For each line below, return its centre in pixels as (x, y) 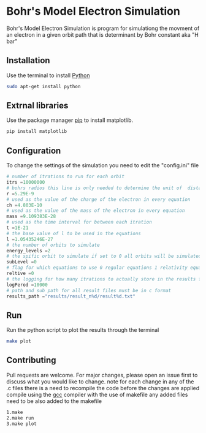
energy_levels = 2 (29, 250)
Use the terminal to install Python (48, 75)
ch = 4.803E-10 (25, 205)
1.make (15, 412)
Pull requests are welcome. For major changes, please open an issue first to (102, 375)
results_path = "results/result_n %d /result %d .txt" (71, 296)
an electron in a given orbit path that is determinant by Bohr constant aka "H (103, 34)
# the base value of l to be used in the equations (74, 233)
